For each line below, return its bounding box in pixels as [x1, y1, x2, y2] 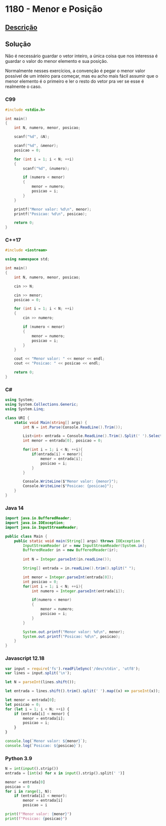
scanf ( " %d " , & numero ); [23, 166, 70, 171]
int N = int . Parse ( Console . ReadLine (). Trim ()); [23, 424, 123, 430]
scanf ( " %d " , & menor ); [14, 143, 58, 148]
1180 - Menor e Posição [5, 3, 103, 15]
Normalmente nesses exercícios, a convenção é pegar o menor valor [5, 68, 146, 74]
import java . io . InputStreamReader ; [5, 525, 79, 530]
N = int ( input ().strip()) [5, 766, 58, 771]
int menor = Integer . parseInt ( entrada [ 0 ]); [23, 575, 114, 580]
